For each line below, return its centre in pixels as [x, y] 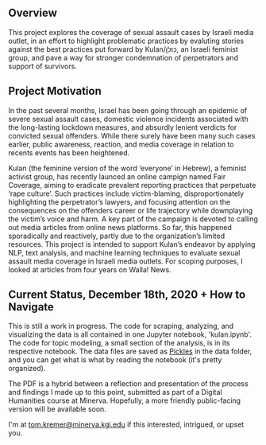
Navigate [31, 307]
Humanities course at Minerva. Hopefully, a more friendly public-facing [124, 400]
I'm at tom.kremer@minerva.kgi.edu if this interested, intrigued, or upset [126, 424]
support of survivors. [42, 66]
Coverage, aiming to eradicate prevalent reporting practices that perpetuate [132, 185]
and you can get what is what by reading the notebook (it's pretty [115, 360]
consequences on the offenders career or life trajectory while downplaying [131, 210]
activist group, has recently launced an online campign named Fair [117, 176]
